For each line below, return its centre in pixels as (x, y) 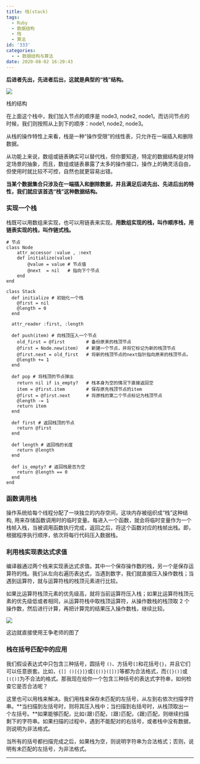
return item (32, 406)
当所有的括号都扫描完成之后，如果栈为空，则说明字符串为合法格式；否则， (97, 741)
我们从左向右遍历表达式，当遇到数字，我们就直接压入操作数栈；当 (113, 574)
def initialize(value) (45, 258)
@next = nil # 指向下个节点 (64, 270)
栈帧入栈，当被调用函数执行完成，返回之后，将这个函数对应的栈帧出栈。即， (100, 528)
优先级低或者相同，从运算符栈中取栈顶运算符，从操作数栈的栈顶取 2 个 (103, 601)
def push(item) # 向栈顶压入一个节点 (54, 335)
